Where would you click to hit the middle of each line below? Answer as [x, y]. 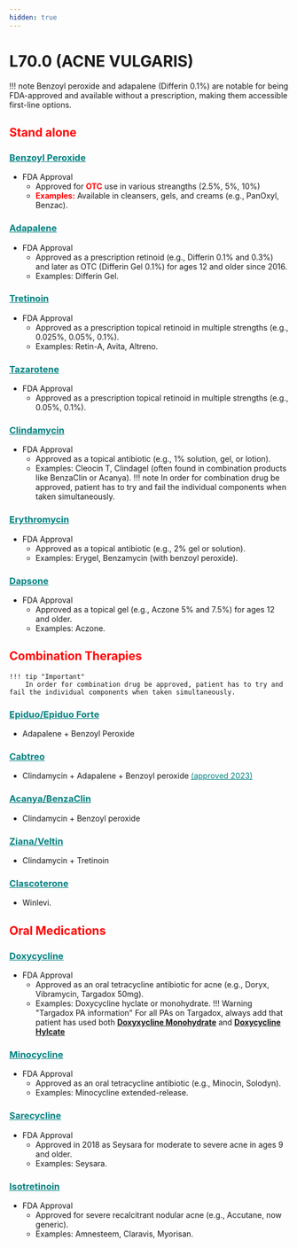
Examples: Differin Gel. [77, 276]
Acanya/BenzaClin [50, 799]
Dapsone [29, 581]
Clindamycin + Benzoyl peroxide [81, 818]
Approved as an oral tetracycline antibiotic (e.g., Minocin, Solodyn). [158, 1083]
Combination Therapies [76, 656]
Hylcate [50, 1032]
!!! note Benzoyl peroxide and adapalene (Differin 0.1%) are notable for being [149, 86]
